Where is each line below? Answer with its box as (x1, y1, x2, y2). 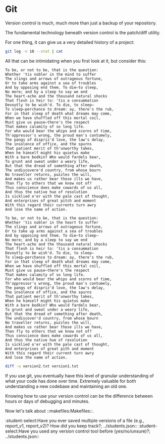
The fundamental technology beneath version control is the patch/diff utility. (5, 29, 161, 35)
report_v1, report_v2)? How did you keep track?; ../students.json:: (5, 423, 138, 429)
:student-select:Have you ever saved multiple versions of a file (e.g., (5, 417, 145, 424)
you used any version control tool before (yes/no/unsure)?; (30, 428, 151, 434)
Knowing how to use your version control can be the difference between (5, 393, 153, 399)
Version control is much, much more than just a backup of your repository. (5, 20, 157, 26)
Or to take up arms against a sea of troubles (5, 228, 103, 233)
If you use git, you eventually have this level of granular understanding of (5, 372, 154, 379)
